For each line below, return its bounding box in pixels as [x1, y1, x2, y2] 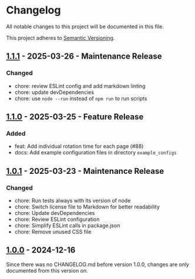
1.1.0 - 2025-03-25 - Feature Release [6, 112, 144, 122]
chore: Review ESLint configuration [14, 216, 100, 223]
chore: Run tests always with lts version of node [14, 197, 131, 204]
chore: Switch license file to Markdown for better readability [14, 203, 160, 210]
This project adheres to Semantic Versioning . [6, 34, 115, 41]
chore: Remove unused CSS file [14, 228, 92, 235]
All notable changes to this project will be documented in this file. [6, 23, 164, 30]
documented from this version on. [6, 267, 88, 274]
